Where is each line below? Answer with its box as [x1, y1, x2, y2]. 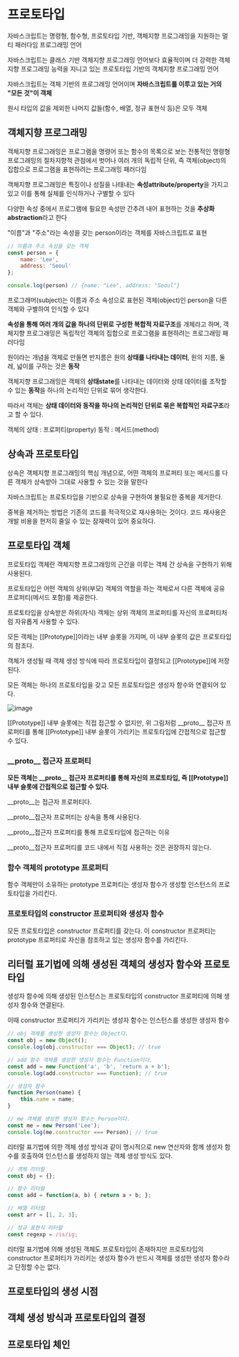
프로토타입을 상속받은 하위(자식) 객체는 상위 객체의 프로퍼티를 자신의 [7, 608, 198, 616]
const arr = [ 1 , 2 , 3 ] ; [7, 1211, 78, 1218]
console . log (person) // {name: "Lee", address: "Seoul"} [7, 282, 180, 289]
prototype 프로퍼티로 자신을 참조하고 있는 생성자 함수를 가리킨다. [7, 935, 189, 943]
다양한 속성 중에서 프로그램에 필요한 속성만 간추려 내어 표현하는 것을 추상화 [7, 204, 215, 213]
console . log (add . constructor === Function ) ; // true [7, 1069, 168, 1077]
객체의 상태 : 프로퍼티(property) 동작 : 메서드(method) [7, 426, 159, 434]
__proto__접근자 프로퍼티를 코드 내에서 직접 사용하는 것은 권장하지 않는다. [7, 843, 212, 851]
